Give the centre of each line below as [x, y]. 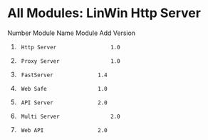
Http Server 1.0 [71, 47]
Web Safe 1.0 [64, 89]
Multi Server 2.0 [71, 116]
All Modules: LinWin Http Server [104, 13]
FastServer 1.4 [64, 75]
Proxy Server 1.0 [71, 61]
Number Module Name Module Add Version [72, 33]
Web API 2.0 [64, 130]
